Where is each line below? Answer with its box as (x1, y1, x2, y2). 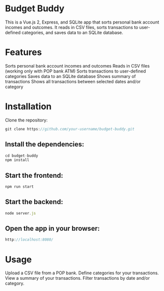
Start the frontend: (5, 171, 64, 179)
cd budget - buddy (5, 153, 38, 158)
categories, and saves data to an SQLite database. (22, 29, 123, 35)
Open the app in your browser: (5, 224, 100, 233)
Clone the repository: (5, 117, 48, 123)
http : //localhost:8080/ (5, 237, 54, 242)
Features (5, 47, 42, 58)
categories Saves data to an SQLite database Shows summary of (5, 73, 136, 79)
